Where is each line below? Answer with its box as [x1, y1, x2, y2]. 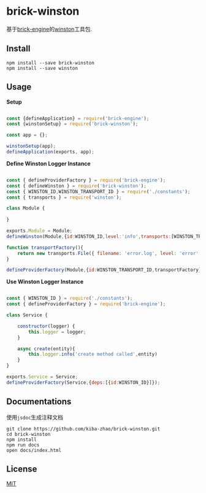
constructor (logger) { [17, 323, 75, 329]
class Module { [6, 205, 45, 212]
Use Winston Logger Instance [6, 278, 84, 286]
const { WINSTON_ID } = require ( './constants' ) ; [6, 296, 133, 302]
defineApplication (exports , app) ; [6, 149, 95, 155]
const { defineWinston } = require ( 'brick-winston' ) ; [6, 183, 147, 189]
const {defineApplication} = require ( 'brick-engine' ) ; [6, 115, 150, 121]
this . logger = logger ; [28, 329, 86, 335]
